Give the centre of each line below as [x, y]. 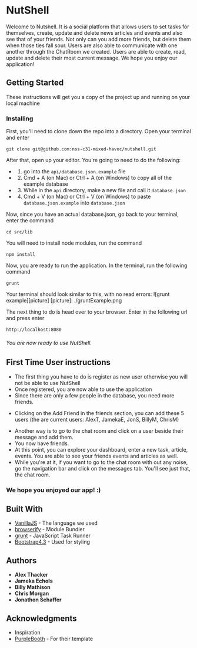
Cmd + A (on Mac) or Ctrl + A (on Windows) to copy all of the [98, 178]
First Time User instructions [58, 362]
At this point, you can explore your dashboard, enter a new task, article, [101, 449]
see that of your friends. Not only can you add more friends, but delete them [98, 39]
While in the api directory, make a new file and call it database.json [105, 190]
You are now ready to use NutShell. [49, 343]
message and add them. [44, 437]
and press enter [25, 318]
